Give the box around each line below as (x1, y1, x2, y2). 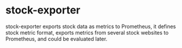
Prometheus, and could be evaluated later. (5, 35, 108, 42)
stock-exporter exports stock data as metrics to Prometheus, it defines (5, 23, 176, 30)
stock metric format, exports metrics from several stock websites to (5, 29, 169, 36)
